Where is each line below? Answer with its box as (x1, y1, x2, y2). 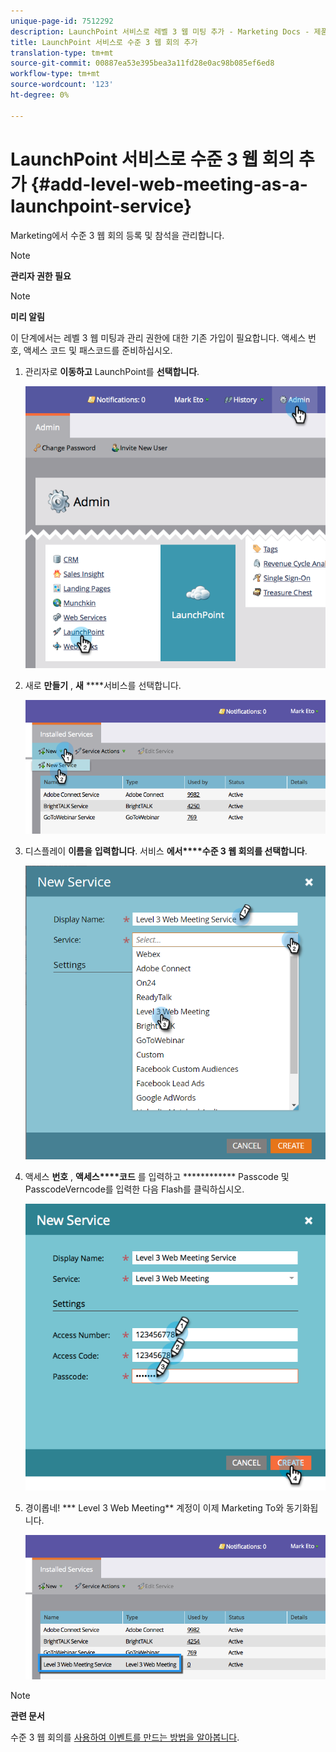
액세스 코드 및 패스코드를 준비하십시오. (23, 344, 173, 356)
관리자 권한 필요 (10, 270, 72, 282)
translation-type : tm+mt (10, 48, 114, 58)
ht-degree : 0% (10, 90, 70, 100)
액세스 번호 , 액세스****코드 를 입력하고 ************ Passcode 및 (24, 1171, 290, 1183)
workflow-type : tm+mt (10, 69, 101, 79)
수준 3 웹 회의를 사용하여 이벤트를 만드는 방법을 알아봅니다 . (10, 1731, 240, 1743)
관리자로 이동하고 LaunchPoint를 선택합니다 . (24, 365, 200, 377)
